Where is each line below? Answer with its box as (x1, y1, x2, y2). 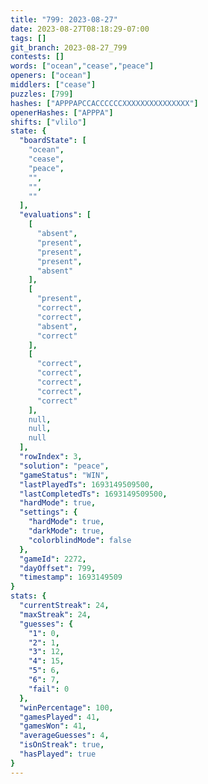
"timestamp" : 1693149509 (19, 572, 123, 583)
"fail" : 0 (28, 684, 70, 694)
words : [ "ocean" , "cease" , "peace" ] (10, 61, 155, 71)
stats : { (10, 591, 47, 601)
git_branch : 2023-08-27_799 (10, 42, 128, 53)
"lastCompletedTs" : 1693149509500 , (19, 489, 168, 499)
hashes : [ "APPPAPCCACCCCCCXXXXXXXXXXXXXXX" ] (10, 98, 199, 108)
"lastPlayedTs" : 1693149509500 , (19, 479, 155, 490)
